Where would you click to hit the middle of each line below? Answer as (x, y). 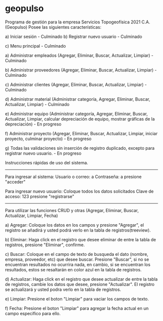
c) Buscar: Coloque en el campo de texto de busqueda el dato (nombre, (77, 254)
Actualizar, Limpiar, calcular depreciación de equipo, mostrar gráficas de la (80, 119)
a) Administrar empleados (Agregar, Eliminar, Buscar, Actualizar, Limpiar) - (79, 55)
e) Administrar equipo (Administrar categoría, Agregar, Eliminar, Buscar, (76, 114)
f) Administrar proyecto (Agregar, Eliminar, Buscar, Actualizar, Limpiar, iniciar (81, 133)
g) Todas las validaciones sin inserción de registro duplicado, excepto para (80, 148)
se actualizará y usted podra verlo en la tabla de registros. (63, 289)
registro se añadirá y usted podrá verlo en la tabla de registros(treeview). (78, 230)
